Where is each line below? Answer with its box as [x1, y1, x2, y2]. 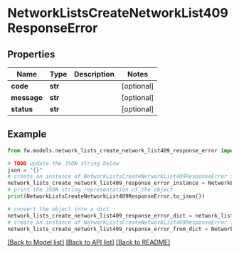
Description [73, 69, 115, 79]
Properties [7, 48, 55, 60]
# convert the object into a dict [7, 206, 110, 213]
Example [7, 128, 47, 140]
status [11, 104, 33, 114]
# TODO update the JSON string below [7, 159, 119, 167]
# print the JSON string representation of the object [7, 186, 174, 193]
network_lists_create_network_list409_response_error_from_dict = [7, 225, 208, 232]
